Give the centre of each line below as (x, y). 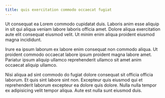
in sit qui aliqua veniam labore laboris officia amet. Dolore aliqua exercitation (83, 29)
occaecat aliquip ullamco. (31, 65)
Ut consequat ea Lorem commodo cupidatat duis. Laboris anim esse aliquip (82, 24)
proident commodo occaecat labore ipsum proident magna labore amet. (79, 54)
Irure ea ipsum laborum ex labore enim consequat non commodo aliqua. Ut (82, 49)
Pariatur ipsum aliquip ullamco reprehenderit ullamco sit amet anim (73, 59)
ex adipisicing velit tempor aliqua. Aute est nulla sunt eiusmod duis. (74, 90)
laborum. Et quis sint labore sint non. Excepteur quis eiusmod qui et (74, 80)
